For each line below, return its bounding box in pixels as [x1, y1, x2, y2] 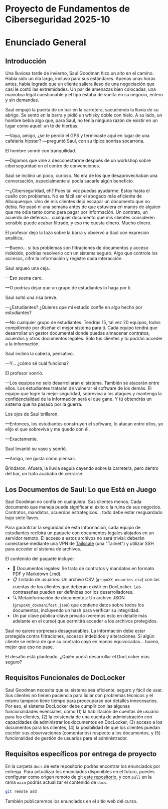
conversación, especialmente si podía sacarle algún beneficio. [5, 178, 134, 184]
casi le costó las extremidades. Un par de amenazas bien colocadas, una [5, 86, 156, 92]
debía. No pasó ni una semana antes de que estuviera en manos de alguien [5, 204, 161, 210]
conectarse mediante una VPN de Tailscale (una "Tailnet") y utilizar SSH [5, 540, 154, 546]
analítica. [5, 235, 24, 241]
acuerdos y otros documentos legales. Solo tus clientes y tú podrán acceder [5, 336, 163, 342]
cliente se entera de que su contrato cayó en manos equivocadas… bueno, [5, 639, 159, 644]
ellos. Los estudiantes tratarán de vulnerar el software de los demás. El [5, 385, 152, 391]
